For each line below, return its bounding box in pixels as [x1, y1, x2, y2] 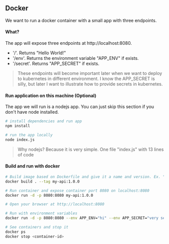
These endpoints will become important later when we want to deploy [17, 70, 162, 76]
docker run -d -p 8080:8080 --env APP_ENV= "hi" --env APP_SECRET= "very [5, 216, 158, 221]
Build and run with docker [5, 163, 60, 169]
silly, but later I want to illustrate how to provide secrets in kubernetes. [17, 81, 163, 87]
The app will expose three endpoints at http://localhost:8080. [5, 40, 132, 46]
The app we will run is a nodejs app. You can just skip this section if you [5, 104, 154, 110]
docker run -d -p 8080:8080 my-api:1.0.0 [5, 193, 94, 198]
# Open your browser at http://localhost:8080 [5, 202, 105, 207]
